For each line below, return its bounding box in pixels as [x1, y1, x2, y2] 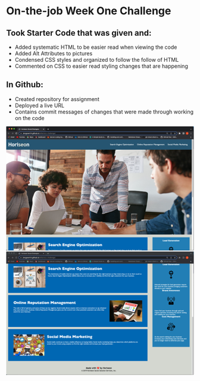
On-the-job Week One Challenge [6, 4, 171, 18]
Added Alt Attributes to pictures [14, 50, 93, 57]
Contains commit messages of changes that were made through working [14, 108, 194, 115]
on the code [14, 114, 45, 121]
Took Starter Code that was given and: [6, 28, 152, 38]
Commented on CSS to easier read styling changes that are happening [14, 62, 189, 70]
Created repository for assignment [14, 95, 99, 102]
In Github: [6, 80, 43, 90]
